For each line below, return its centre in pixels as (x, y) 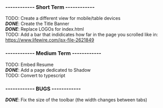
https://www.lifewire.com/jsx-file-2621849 (50, 40)
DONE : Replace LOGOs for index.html (45, 29)
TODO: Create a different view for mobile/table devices (63, 18)
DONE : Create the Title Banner (37, 24)
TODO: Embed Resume (30, 64)
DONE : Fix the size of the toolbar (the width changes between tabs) (76, 100)
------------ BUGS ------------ (43, 89)
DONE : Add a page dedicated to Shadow (48, 70)
